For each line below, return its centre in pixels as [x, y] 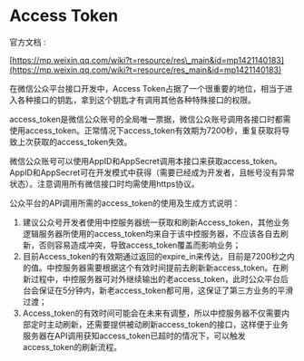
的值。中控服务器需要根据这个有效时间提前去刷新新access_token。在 [152, 268]
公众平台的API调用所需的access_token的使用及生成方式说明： [125, 203]
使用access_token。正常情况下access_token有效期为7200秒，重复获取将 [146, 130]
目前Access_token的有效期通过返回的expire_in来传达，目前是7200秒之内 [158, 256]
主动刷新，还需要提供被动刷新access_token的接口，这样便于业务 [167, 324]
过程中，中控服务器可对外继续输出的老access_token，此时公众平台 [156, 278]
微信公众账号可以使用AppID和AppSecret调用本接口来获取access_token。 [146, 161]
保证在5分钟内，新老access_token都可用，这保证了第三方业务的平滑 [166, 290]
